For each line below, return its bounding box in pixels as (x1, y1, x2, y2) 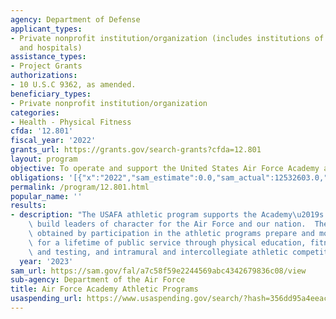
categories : (10, 107, 60, 118)
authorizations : (10, 71, 78, 81)
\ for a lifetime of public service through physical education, (28, 237, 307, 248)
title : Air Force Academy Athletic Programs (10, 284, 199, 295)
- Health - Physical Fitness (10, 117, 132, 127)
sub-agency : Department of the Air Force (10, 275, 186, 285)
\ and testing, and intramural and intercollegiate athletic (28, 247, 288, 257)
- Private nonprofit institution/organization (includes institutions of (10, 33, 325, 43)
